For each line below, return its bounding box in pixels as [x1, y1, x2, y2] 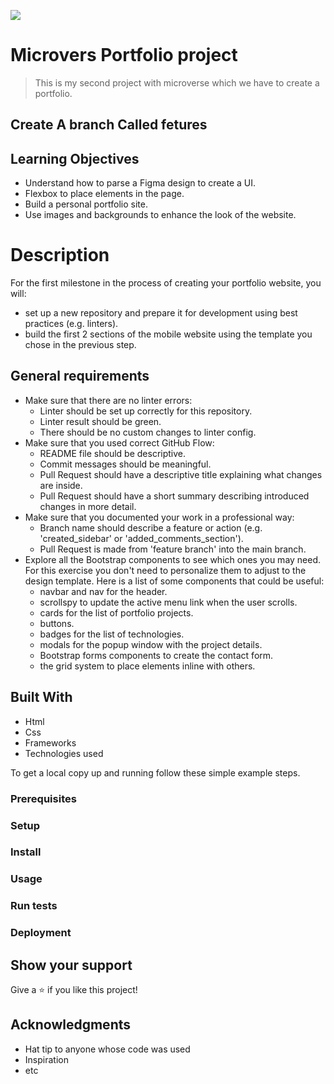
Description [10, 244, 110, 267]
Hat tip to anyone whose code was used [24, 1043, 191, 1055]
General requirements [10, 368, 150, 385]
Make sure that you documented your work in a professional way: [24, 511, 295, 523]
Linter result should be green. [39, 415, 162, 427]
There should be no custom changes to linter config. [39, 426, 257, 438]
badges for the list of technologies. [39, 628, 185, 640]
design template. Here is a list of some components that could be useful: [24, 575, 325, 587]
